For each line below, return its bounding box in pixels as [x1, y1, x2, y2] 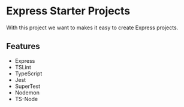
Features [6, 41, 40, 51]
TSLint [14, 63, 31, 71]
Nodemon [14, 88, 40, 96]
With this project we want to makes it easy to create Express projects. [6, 24, 179, 31]
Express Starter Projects [6, 4, 131, 18]
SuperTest [14, 82, 41, 90]
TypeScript [14, 70, 43, 77]
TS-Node [14, 95, 38, 102]
